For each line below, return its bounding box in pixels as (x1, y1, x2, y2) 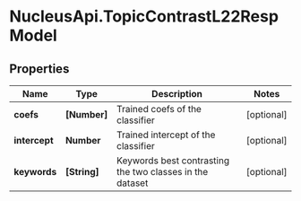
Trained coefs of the (116, 103, 202, 115)
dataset (116, 177, 149, 189)
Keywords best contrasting (116, 154, 230, 167)
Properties (9, 61, 70, 76)
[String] (65, 166, 99, 178)
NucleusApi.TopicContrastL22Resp (9, 6, 279, 27)
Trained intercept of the (116, 128, 216, 141)
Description (151, 88, 203, 100)
